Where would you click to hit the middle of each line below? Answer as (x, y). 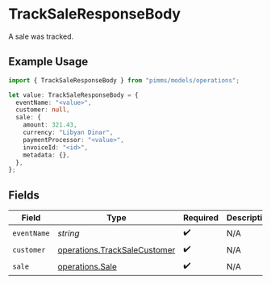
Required (201, 218)
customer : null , (43, 110)
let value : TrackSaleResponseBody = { (73, 95)
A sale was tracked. (41, 36)
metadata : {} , (46, 155)
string (69, 233)
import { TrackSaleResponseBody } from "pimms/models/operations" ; (124, 80)
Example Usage (48, 62)
